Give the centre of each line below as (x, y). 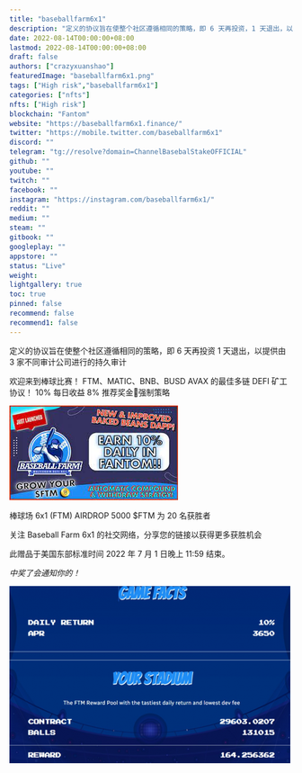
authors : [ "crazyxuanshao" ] (62, 67)
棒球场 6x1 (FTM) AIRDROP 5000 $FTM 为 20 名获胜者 (110, 515)
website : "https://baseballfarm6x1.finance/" (96, 123)
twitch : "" (30, 180)
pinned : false (36, 304)
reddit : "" (30, 209)
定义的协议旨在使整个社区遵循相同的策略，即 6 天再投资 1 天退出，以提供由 (148, 350)
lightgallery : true (46, 285)
